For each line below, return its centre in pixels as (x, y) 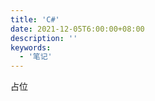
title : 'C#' (35, 19)
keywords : (31, 47)
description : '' (44, 38)
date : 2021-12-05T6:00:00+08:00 (77, 29)
